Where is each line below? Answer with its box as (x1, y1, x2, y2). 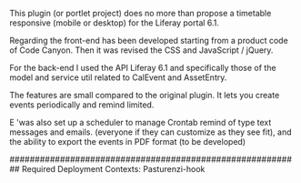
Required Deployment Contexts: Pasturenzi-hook (21, 164, 206, 174)
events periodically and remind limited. (9, 99, 155, 110)
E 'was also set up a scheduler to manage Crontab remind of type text (9, 117, 272, 127)
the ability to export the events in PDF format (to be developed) (9, 137, 246, 147)
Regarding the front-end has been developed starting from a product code (9, 36, 288, 46)
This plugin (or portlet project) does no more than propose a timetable (9, 8, 272, 18)
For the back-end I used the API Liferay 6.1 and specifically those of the (9, 63, 276, 73)
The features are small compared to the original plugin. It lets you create (9, 90, 280, 100)
